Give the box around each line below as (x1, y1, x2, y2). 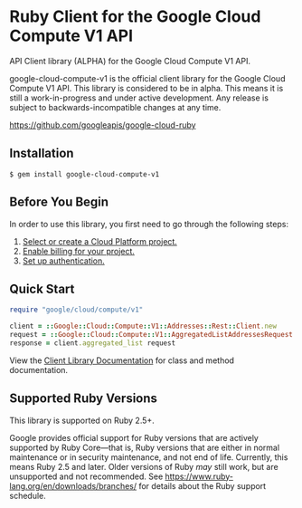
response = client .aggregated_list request (9, 339, 176, 348)
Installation (9, 146, 74, 161)
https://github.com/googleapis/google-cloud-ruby (9, 120, 196, 130)
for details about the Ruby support (138, 480, 267, 491)
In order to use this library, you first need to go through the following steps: (9, 218, 289, 229)
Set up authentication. (22, 255, 106, 266)
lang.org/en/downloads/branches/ (9, 480, 137, 491)
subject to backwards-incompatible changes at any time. (9, 101, 222, 112)
